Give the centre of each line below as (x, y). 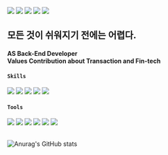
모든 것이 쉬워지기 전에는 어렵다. (72, 35)
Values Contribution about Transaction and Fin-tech (84, 61)
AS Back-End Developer (42, 53)
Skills (17, 76)
